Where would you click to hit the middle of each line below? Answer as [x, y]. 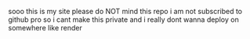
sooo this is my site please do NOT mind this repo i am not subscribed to [125, 11]
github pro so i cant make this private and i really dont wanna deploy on [123, 19]
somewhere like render [45, 28]
